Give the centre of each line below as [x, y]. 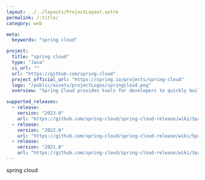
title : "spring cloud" [41, 57]
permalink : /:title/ [33, 18]
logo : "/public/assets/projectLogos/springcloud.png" [81, 85]
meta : [13, 34]
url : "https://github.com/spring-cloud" [64, 74]
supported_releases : [33, 102]
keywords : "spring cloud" [45, 40]
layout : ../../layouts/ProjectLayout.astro [63, 12]
